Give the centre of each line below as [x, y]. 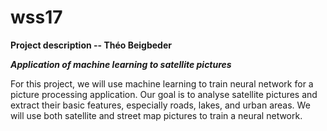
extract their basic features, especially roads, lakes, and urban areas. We [160, 105]
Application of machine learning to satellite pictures [121, 64]
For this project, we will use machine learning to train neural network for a [162, 83]
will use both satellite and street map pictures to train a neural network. [156, 115]
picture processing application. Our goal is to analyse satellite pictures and [164, 94]
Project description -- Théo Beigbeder [91, 45]
